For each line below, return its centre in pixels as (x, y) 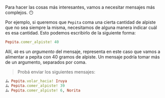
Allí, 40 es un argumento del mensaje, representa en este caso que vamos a (83, 51)
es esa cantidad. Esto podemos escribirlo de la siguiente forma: (71, 33)
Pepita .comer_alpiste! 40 (32, 42)
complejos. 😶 (19, 12)
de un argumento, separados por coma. (46, 62)
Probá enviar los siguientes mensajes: (56, 71)
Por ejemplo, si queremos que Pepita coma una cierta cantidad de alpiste (81, 22)
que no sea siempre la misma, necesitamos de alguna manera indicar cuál (81, 27)
